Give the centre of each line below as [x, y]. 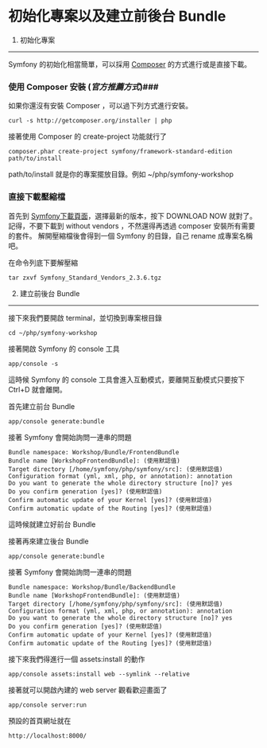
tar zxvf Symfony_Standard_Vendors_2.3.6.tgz [85, 278]
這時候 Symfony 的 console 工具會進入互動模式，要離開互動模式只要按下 [126, 380]
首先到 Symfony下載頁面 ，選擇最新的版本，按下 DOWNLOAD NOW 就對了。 [132, 216]
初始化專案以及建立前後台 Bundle [117, 16]
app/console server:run [48, 705]
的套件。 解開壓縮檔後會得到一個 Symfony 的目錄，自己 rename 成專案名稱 [130, 236]
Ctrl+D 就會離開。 [37, 389]
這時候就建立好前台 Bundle [52, 524]
